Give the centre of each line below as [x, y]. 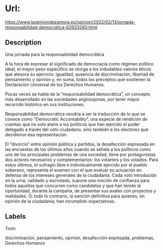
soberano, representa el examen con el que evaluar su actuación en [73, 170]
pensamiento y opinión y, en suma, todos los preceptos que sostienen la [78, 79]
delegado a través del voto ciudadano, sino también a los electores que [77, 129]
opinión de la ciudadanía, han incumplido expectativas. [60, 201]
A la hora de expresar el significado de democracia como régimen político [79, 63]
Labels [15, 217]
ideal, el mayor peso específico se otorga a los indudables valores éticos [78, 69]
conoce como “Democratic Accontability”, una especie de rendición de [76, 119]
